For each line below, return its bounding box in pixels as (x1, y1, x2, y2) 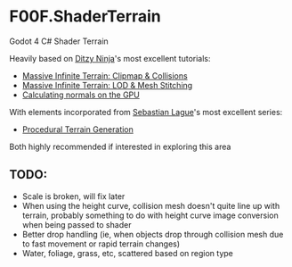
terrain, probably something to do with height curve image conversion (21, 210, 279, 221)
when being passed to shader (21, 219, 132, 229)
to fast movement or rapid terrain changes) (21, 238, 181, 249)
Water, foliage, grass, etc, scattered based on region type (21, 247, 234, 258)
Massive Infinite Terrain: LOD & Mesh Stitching (21, 79, 193, 90)
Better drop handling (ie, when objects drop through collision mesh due (21, 229, 284, 239)
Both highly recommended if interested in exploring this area (9, 141, 231, 152)
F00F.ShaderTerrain (9, 6, 162, 27)
